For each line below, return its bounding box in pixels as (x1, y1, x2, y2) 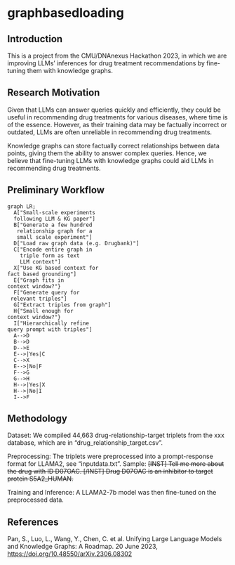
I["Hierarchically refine (13, 320, 90, 327)
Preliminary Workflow (7, 184, 105, 196)
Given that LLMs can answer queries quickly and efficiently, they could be (7, 105, 221, 114)
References (7, 516, 59, 528)
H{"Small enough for (13, 307, 74, 314)
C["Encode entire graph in (13, 246, 93, 253)
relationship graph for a (16, 227, 93, 235)
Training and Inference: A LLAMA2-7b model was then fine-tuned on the (7, 488, 217, 497)
